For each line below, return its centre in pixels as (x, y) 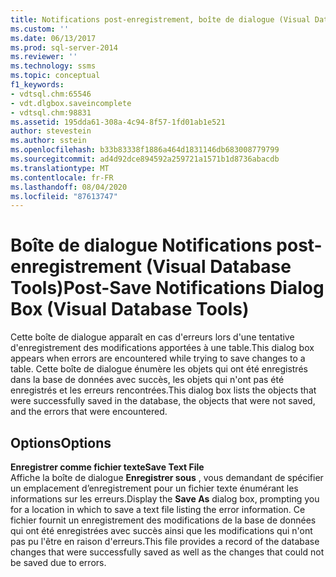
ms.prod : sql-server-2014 (64, 47)
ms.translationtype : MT (60, 168)
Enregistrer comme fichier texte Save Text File (107, 467)
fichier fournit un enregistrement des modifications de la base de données (163, 520)
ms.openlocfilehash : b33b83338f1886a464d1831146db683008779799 (145, 150)
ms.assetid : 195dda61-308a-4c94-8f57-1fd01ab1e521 (118, 122)
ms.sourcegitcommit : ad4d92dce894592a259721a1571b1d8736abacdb (145, 159)
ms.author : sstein (48, 141)
